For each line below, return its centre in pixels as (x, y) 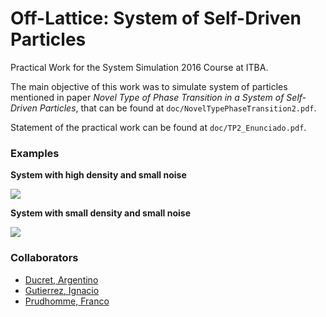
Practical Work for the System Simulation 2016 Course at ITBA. (139, 67)
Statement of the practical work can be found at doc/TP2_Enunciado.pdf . (158, 127)
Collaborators (44, 258)
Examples (35, 153)
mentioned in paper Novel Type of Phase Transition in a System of (147, 97)
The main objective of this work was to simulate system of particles (149, 86)
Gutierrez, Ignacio (62, 290)
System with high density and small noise (98, 175)
